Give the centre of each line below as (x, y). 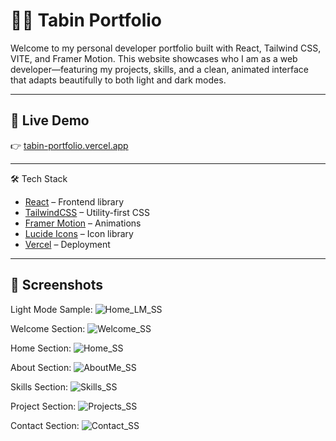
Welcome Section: (48, 328)
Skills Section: (39, 386)
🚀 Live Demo (50, 120)
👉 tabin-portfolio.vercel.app (69, 145)
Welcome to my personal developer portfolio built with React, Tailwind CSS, (166, 48)
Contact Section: (45, 425)
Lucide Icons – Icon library (79, 233)
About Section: (41, 367)
